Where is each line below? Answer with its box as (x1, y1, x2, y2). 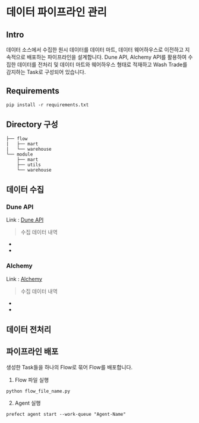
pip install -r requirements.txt (6, 102, 89, 108)
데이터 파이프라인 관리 (6, 5, 107, 19)
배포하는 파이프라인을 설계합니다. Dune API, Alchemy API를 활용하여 (26, 54, 187, 60)
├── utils (17, 161, 42, 167)
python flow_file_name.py (6, 388, 70, 394)
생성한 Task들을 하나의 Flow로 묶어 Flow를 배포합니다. (6, 363, 133, 371)
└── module (6, 151, 33, 157)
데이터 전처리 (6, 325, 52, 334)
